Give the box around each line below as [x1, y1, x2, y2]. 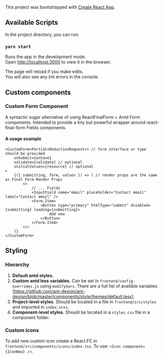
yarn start [5, 44, 31, 49]
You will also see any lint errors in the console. [5, 74, 99, 80]
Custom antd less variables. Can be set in [12, 278, 99, 284]
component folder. [12, 314, 50, 320]
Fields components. [26, 124, 66, 130]
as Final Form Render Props [5, 177, 63, 182]
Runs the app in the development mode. [5, 54, 86, 60]
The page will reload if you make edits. [5, 69, 84, 74]
